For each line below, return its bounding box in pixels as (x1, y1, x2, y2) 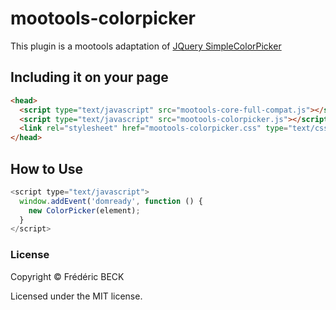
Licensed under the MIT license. (10, 290, 143, 302)
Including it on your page (10, 69, 169, 86)
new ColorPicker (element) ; (28, 205, 141, 216)
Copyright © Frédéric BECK (10, 270, 125, 282)
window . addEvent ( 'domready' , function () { (19, 196, 203, 206)
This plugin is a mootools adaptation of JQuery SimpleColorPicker (10, 40, 282, 52)
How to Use (10, 160, 84, 177)
